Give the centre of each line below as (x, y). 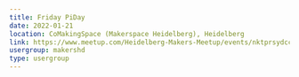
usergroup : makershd (48, 50)
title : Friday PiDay (48, 17)
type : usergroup (39, 58)
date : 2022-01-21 (41, 26)
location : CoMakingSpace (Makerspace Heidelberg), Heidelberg (127, 34)
